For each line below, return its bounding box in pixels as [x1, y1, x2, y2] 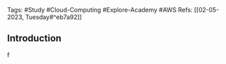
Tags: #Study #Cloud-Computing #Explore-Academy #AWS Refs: [7, 6, 193, 14]
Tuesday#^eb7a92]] [25, 13, 82, 21]
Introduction [7, 33, 62, 44]
